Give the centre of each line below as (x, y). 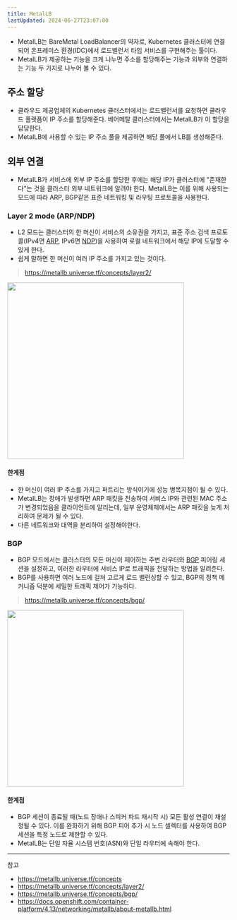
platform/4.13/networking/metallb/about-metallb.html (94, 909)
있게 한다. (31, 250)
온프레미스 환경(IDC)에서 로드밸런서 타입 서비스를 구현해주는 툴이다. (124, 50)
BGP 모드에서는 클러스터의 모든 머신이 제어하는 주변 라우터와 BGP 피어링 (117, 559)
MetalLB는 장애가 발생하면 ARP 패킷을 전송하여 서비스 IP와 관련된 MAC (116, 498)
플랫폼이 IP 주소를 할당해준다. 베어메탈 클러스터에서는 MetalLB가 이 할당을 (127, 119)
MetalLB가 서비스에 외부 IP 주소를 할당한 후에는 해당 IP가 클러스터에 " (113, 180)
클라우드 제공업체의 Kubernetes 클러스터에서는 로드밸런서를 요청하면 (113, 111)
